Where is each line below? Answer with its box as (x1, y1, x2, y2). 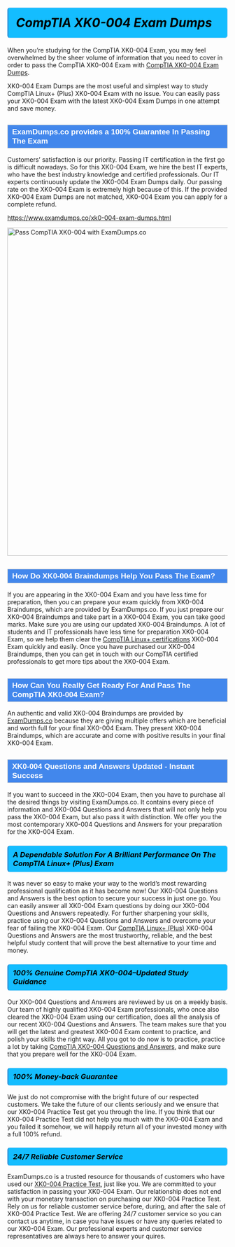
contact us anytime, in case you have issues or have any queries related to (7, 1217, 222, 1225)
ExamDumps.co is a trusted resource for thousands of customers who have (7, 1173, 225, 1181)
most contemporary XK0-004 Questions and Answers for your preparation (7, 820, 222, 828)
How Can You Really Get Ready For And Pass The (12, 680, 191, 690)
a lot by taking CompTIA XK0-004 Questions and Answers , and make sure (7, 1042, 221, 1050)
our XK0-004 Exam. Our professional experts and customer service (7, 1225, 202, 1233)
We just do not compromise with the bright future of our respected (7, 1092, 199, 1101)
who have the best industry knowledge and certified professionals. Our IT (7, 170, 220, 179)
